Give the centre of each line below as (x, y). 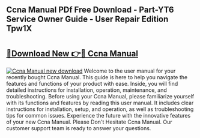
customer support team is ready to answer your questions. (79, 128)
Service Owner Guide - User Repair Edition (87, 19)
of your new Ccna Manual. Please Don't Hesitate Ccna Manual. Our (89, 122)
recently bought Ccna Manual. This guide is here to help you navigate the (97, 77)
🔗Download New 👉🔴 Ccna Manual (72, 53)
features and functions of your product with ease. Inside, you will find (92, 84)
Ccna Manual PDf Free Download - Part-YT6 (90, 10)
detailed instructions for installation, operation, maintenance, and (86, 90)
